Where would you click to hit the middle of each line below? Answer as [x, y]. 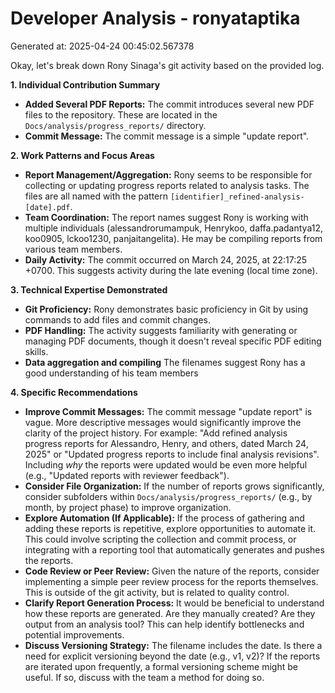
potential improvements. [74, 634]
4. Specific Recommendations [74, 392]
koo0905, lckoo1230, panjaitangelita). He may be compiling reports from [173, 238]
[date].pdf [47, 207]
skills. [36, 351]
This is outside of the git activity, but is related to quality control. [157, 592]
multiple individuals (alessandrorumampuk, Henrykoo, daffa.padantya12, [173, 228]
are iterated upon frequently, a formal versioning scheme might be [161, 666]
